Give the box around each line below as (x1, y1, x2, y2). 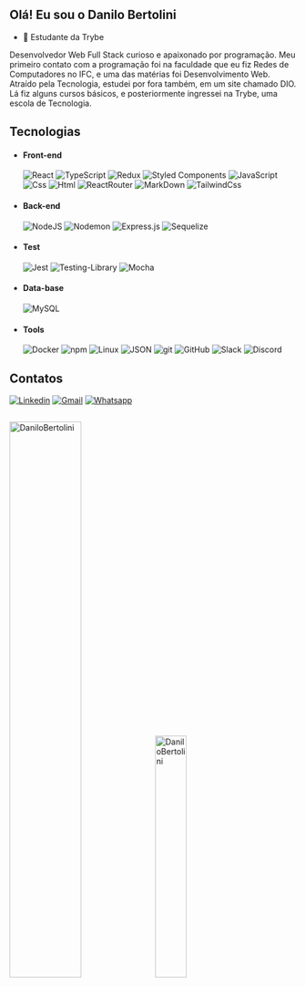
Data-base (22, 283, 65, 294)
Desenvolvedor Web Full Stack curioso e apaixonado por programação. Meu (9, 49, 296, 60)
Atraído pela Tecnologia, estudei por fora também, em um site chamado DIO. (9, 78, 297, 89)
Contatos (9, 370, 64, 386)
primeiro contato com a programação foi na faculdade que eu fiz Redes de (9, 58, 290, 69)
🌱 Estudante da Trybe (22, 31, 105, 42)
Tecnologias (9, 124, 81, 140)
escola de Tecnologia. (9, 98, 93, 109)
